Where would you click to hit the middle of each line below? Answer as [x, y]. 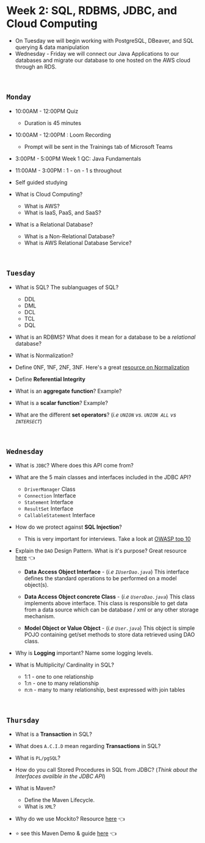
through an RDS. [36, 66]
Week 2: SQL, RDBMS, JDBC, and [92, 11]
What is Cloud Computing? [49, 194]
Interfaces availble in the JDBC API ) [60, 776]
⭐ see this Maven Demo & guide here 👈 [66, 833]
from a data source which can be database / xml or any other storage [111, 610]
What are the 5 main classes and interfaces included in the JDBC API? [103, 477]
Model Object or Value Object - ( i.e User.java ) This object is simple [110, 628]
